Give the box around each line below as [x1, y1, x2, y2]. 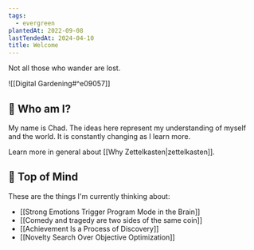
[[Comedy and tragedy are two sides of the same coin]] [19, 215, 203, 224]
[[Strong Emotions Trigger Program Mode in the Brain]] [19, 207, 201, 216]
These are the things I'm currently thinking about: [8, 191, 170, 200]
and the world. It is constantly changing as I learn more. [8, 131, 191, 141]
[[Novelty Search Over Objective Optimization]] [19, 232, 175, 242]
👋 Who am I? [8, 101, 72, 116]
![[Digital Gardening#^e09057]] [8, 79, 111, 89]
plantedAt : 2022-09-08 [8, 26, 84, 34]
